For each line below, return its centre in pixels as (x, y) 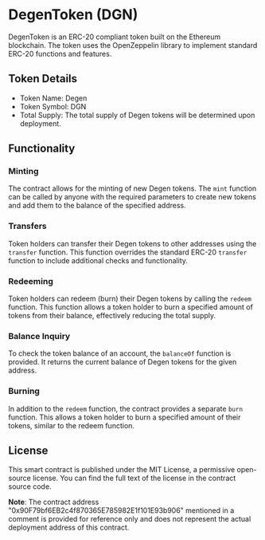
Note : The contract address (54, 502)
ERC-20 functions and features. (60, 53)
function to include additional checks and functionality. (98, 260)
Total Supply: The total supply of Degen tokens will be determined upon (137, 115)
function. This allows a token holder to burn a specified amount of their (125, 417)
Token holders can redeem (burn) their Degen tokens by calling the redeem (130, 299)
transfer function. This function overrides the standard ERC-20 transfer (128, 252)
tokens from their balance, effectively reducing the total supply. (112, 316)
